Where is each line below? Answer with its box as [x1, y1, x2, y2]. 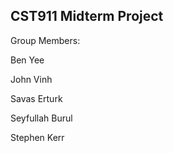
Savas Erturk [10, 92, 63, 104]
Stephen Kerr [10, 131, 65, 143]
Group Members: [10, 34, 81, 46]
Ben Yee [10, 54, 45, 66]
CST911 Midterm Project [10, 8, 164, 25]
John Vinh [10, 73, 53, 85]
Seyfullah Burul [10, 112, 73, 124]
